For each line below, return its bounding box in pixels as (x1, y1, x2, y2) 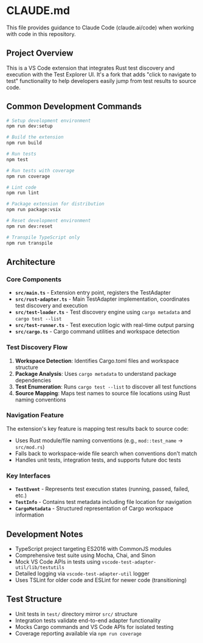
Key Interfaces (6, 471, 50, 480)
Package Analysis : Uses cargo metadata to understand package (15, 370, 177, 377)
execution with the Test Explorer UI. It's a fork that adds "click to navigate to (6, 71, 196, 78)
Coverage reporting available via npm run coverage (15, 630, 142, 637)
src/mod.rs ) (15, 443, 45, 450)
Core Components (6, 275, 62, 284)
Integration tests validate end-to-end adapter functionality (15, 617, 161, 624)
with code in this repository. (6, 30, 76, 37)
